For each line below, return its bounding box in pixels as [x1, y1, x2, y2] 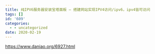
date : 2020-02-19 [5, 30, 41, 35]
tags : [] [5, 12, 23, 17]
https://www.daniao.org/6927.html [5, 44, 76, 49]
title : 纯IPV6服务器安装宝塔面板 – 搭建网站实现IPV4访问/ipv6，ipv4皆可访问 [5, 7, 151, 12]
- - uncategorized [9, 26, 48, 30]
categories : [5, 21, 30, 26]
